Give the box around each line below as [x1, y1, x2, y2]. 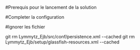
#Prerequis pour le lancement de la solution [5, 5, 97, 10]
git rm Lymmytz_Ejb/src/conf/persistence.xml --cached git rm [5, 34, 135, 39]
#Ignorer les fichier [5, 24, 45, 30]
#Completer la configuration [5, 14, 65, 20]
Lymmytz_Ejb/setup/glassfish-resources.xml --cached [5, 39, 120, 45]
